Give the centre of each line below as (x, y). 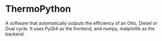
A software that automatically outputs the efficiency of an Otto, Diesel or (81, 23)
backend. (15, 34)
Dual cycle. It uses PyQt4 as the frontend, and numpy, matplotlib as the (80, 28)
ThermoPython (38, 9)
